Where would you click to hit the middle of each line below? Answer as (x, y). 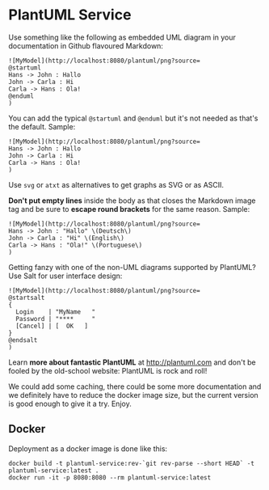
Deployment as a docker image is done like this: (88, 448)
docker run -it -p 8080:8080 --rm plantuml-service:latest (110, 477)
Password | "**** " (55, 319)
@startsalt (27, 298)
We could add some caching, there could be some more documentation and (135, 387)
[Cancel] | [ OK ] (52, 326)
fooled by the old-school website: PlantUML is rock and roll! (108, 370)
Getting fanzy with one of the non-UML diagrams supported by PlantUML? (132, 267)
